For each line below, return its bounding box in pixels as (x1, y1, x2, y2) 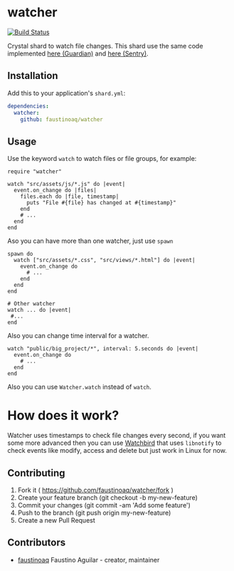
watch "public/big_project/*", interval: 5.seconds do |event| (7, 345, 199, 352)
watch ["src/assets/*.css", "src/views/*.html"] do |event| (14, 257, 196, 264)
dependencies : (7, 103, 50, 110)
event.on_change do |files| (14, 187, 97, 194)
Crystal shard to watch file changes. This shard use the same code (7, 41, 203, 50)
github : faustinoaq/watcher (20, 115, 103, 123)
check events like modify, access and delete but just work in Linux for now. (7, 446, 228, 455)
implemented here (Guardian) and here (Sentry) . (7, 49, 149, 58)
